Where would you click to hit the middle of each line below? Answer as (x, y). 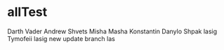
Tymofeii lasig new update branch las (61, 38)
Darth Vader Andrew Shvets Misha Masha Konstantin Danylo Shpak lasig (112, 31)
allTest (27, 12)
